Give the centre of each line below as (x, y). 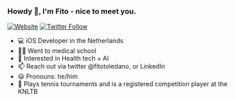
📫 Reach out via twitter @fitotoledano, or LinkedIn (91, 66)
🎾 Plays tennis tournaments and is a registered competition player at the (122, 84)
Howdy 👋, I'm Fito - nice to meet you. (72, 11)
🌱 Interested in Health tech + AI (63, 59)
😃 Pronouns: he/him (47, 76)
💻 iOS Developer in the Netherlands (70, 41)
